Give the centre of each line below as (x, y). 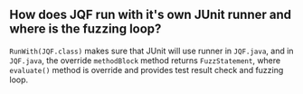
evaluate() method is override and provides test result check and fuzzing (147, 70)
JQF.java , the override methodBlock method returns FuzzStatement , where (145, 60)
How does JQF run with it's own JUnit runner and (151, 15)
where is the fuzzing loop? (85, 29)
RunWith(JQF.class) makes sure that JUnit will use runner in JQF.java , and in (151, 51)
